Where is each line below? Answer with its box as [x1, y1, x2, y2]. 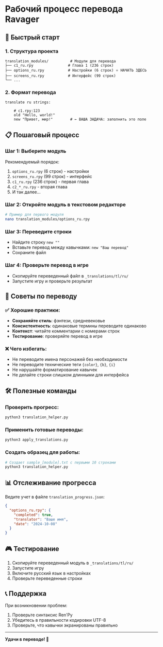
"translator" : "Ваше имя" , [14, 517, 68, 522]
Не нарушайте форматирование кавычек [12, 367, 98, 373]
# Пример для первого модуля [5, 212, 64, 217]
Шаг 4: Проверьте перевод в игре [5, 262, 89, 269]
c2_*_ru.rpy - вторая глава [12, 184, 68, 189]
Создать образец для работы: [5, 449, 80, 456]
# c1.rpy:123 [14, 109, 40, 113]
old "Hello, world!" [14, 113, 55, 118]
